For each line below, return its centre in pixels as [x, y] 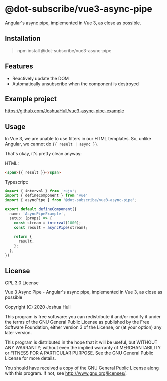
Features [19, 66]
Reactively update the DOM [40, 78]
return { [23, 237]
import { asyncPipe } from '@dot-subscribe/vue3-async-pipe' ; [71, 200]
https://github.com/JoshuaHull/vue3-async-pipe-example [65, 111]
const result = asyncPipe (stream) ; [51, 228]
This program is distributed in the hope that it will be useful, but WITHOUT [81, 342]
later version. [19, 333]
